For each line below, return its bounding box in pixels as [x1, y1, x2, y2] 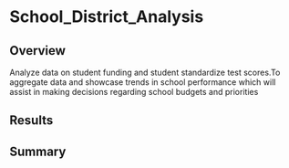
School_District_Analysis [9, 6, 204, 27]
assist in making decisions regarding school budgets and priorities [9, 87, 259, 97]
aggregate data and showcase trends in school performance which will [9, 77, 276, 88]
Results [9, 112, 54, 129]
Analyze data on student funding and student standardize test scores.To [9, 67, 281, 78]
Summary [9, 143, 67, 159]
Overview [9, 43, 67, 58]
